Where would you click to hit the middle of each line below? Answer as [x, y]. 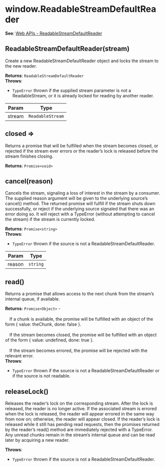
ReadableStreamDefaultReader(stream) [67, 49]
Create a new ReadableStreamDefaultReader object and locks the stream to [82, 61]
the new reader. [21, 66]
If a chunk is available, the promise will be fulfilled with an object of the [82, 319]
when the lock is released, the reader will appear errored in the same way [80, 414]
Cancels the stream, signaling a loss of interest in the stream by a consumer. [82, 193]
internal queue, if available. [33, 299]
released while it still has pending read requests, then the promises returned [82, 424]
